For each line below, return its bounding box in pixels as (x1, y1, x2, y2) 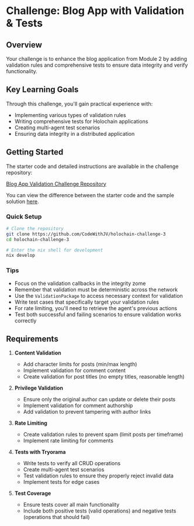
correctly (14, 317, 37, 324)
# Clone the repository (6, 225, 64, 232)
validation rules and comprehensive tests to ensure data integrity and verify (6, 61, 188, 68)
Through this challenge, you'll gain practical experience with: (6, 100, 153, 107)
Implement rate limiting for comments (23, 437, 114, 444)
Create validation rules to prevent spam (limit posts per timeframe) (23, 431, 183, 438)
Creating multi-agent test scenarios (14, 124, 101, 131)
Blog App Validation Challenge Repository (6, 180, 106, 187)
